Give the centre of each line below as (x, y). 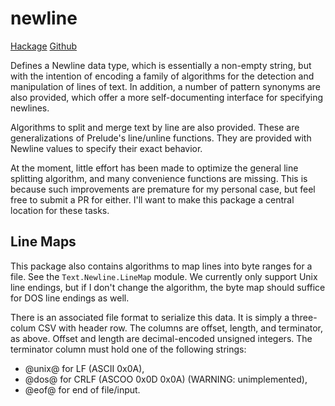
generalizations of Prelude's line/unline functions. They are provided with (161, 138)
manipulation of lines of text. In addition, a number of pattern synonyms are (165, 86)
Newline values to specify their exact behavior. (106, 148)
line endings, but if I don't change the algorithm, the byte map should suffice (168, 287)
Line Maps (43, 242)
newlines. (30, 108)
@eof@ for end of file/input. (82, 389)
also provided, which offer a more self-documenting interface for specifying (167, 97)
